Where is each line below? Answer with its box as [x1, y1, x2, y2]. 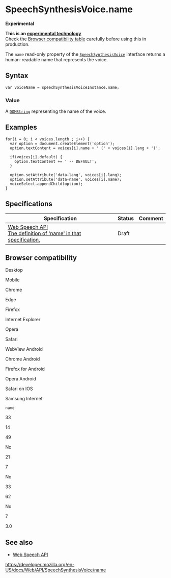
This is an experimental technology [5, 30, 81, 36]
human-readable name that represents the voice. [5, 56, 108, 62]
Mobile [5, 277, 20, 283]
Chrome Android [5, 356, 40, 362]
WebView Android [5, 346, 43, 352]
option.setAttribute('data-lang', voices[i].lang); [10, 172, 122, 177]
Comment [138, 214, 163, 222]
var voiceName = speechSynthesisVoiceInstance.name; [5, 85, 120, 90]
